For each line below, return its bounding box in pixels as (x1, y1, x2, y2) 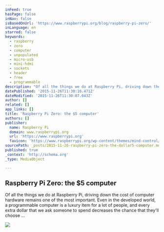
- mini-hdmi (9, 61, 34, 66)
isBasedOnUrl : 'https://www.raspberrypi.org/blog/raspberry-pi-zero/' (5, 20, 152, 26)
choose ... (5, 213, 25, 218)
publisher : (5, 120, 27, 125)
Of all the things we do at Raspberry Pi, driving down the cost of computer (5, 192, 155, 198)
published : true (5, 148, 38, 153)
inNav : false (5, 16, 32, 21)
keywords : (5, 35, 25, 39)
